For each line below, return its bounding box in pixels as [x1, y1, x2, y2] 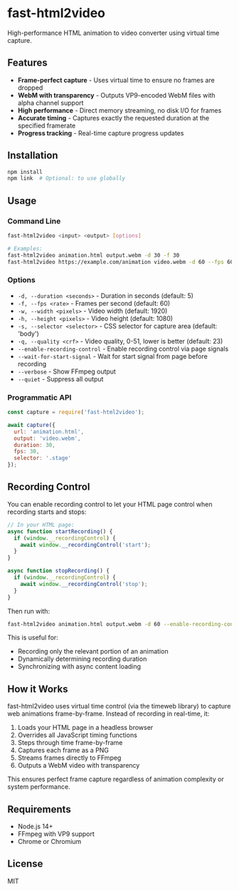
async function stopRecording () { [7, 567, 110, 575]
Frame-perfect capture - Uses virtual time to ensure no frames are [17, 76, 215, 84]
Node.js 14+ [17, 822, 53, 831]
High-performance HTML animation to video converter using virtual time [7, 29, 220, 37]
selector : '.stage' [14, 455, 72, 462]
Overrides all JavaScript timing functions [17, 731, 137, 739]
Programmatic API [7, 392, 72, 402]
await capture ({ [7, 421, 55, 428]
